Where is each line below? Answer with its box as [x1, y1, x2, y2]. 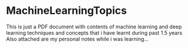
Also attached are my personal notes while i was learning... [6, 35, 149, 42]
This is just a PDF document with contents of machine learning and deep [6, 23, 182, 30]
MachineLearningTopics [6, 4, 127, 17]
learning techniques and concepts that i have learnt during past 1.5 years [6, 29, 183, 36]
